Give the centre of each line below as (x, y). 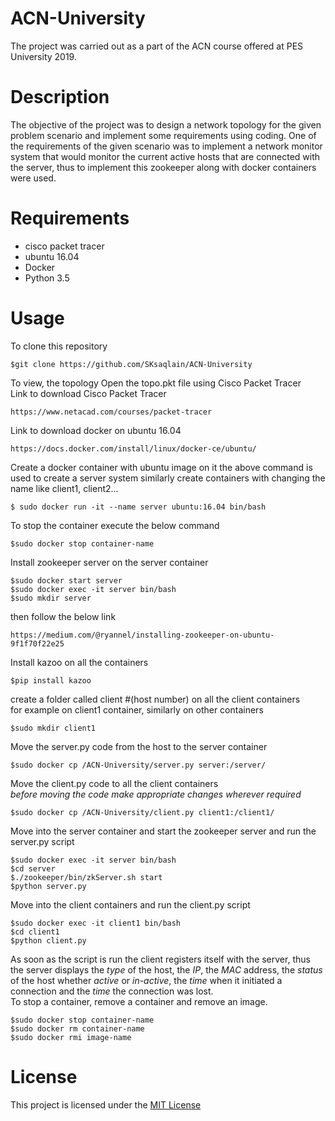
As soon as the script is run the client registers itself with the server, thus (160, 959)
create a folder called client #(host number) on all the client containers (155, 699)
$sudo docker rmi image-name (71, 1037)
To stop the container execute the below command (115, 525)
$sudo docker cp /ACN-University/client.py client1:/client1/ (142, 812)
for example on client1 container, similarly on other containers (137, 709)
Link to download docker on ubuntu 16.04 (96, 430)
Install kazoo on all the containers (79, 662)
